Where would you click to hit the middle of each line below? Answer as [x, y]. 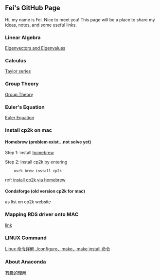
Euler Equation [20, 118]
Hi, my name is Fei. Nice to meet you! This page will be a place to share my [80, 19]
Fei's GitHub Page [33, 8]
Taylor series [18, 71]
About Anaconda [26, 262]
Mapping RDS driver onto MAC [42, 214]
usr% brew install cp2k [38, 171]
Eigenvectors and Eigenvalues [35, 48]
